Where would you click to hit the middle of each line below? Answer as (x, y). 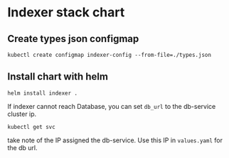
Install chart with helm (58, 77)
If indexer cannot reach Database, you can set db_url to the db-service (112, 106)
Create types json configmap (73, 39)
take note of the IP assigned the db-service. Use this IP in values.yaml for (115, 140)
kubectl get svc (31, 127)
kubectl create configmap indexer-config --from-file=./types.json (110, 55)
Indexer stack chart (66, 12)
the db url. (22, 147)
